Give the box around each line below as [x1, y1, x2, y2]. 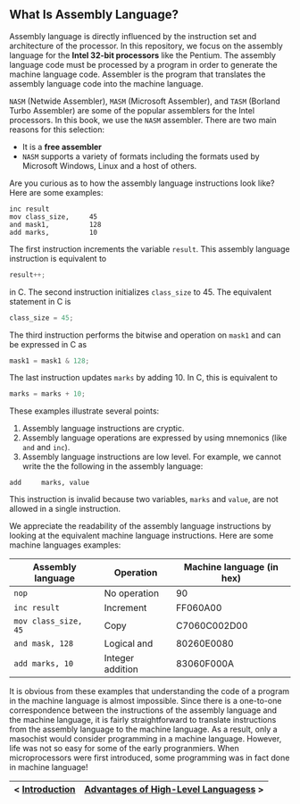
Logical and [104, 638, 154, 650]
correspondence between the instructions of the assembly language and [9, 705, 278, 716]
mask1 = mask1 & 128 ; [9, 356, 90, 365]
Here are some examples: [9, 187, 104, 197]
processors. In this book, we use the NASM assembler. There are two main [9, 114, 277, 125]
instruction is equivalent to [9, 253, 107, 264]
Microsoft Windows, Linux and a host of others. [21, 160, 197, 171]
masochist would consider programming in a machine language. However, [9, 733, 282, 744]
